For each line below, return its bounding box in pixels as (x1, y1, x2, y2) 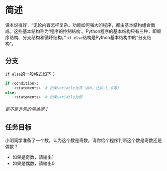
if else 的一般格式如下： (5, 71, 56, 77)
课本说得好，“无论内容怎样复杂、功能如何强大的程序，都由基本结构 (5, 22, 143, 28)
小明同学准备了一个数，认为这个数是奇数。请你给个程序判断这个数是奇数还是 (5, 137, 162, 143)
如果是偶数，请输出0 (12, 160, 55, 166)
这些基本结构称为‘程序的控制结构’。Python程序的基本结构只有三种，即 (13, 28, 157, 34)
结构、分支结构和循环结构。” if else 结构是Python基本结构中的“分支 (9, 34, 147, 40)
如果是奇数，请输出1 (12, 154, 54, 160)
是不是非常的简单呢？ (5, 106, 49, 112)
